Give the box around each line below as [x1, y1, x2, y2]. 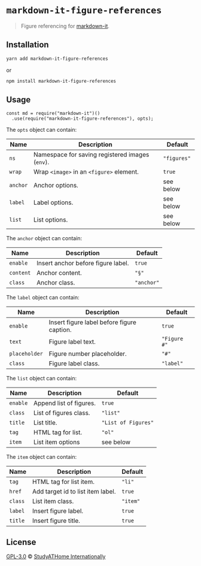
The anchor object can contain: [6, 235, 83, 242]
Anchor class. [36, 279, 75, 287]
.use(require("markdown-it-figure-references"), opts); [11, 116, 154, 122]
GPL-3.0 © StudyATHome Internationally [6, 553, 106, 560]
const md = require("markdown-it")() [6, 110, 100, 117]
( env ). [33, 158, 50, 167]
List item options [33, 438, 80, 446]
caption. [48, 326, 72, 334]
